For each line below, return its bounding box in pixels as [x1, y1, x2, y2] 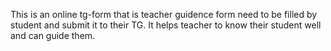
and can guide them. [10, 30, 96, 41]
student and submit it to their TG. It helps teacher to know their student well [10, 19, 322, 31]
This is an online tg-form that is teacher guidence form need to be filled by [10, 9, 318, 20]
